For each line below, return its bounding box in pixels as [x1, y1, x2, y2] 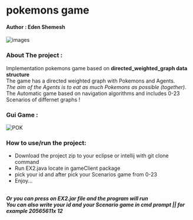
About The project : [6, 51, 63, 60]
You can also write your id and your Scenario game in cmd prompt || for [6, 201, 185, 208]
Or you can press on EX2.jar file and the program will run [6, 195, 148, 202]
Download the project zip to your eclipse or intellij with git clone [14, 152, 169, 159]
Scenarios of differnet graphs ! [6, 96, 81, 103]
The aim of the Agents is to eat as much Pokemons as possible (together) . [6, 83, 187, 90]
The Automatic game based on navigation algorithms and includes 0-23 [6, 90, 180, 97]
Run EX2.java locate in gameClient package [14, 165, 121, 172]
